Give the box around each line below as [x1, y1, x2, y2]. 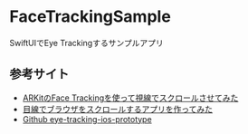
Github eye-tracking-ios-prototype [22, 113, 152, 124]
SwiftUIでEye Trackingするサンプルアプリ [9, 37, 165, 48]
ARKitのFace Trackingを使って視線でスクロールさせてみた [22, 92, 239, 103]
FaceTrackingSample [9, 6, 172, 27]
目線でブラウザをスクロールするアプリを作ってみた [22, 103, 214, 114]
